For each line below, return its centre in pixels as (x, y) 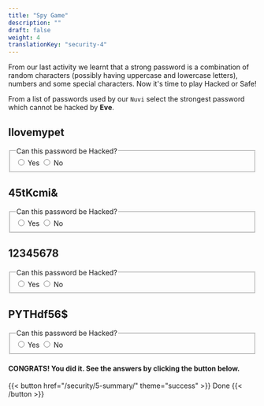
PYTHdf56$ (38, 314)
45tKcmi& (33, 192)
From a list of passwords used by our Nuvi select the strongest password (126, 99)
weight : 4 (24, 37)
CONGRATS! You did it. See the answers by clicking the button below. (124, 368)
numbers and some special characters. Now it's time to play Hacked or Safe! (132, 84)
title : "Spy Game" (38, 15)
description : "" (35, 23)
